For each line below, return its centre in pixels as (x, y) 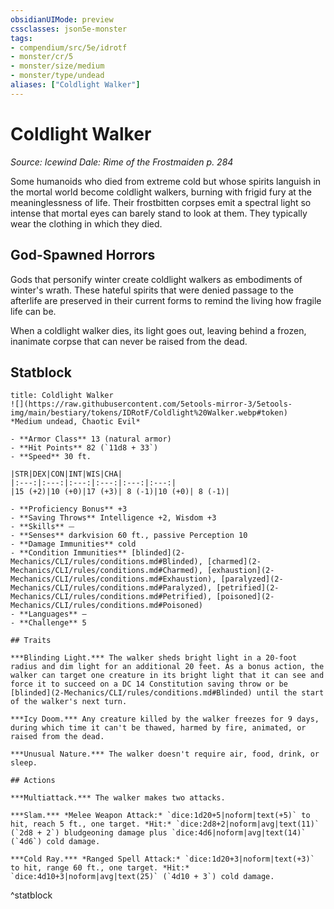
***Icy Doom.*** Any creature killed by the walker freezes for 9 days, (165, 719)
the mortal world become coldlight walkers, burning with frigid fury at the (161, 192)
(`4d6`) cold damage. (55, 842)
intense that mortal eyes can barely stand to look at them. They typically (159, 213)
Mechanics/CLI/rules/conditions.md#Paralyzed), (111, 588)
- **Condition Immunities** (69, 553)
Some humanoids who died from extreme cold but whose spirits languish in (166, 181)
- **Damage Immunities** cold (73, 544)
